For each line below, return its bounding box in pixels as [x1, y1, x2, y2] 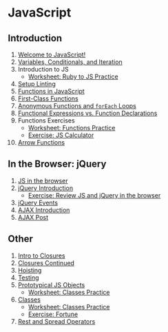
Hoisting [17, 266, 42, 274]
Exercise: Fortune [28, 310, 78, 318]
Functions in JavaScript [17, 87, 85, 95]
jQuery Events [17, 198, 58, 207]
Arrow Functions [17, 138, 65, 146]
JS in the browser [17, 176, 68, 185]
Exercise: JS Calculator [28, 131, 94, 139]
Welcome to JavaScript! [17, 50, 86, 59]
